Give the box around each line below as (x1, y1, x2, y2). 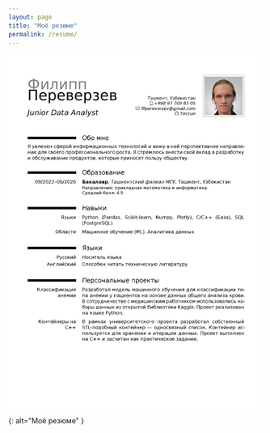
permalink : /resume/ (8, 30, 78, 38)
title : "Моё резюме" (8, 21, 78, 30)
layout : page (8, 13, 53, 21)
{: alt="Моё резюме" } (8, 416, 85, 426)
